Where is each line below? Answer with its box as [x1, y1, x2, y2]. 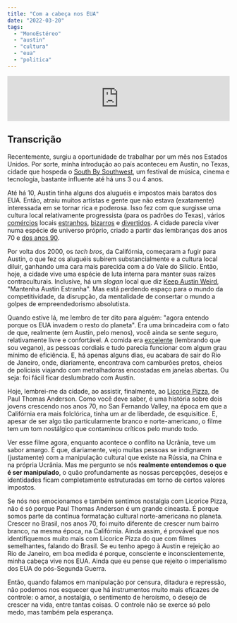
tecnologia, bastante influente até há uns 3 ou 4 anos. [7, 174, 164, 183]
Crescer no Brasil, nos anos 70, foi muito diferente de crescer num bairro [7, 519, 219, 528]
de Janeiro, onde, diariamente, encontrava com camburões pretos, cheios [7, 358, 223, 367]
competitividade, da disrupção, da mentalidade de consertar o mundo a [7, 292, 216, 301]
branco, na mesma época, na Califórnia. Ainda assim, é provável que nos [7, 526, 219, 535]
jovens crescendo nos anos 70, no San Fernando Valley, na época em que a [7, 401, 228, 410]
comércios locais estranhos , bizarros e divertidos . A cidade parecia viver [7, 218, 219, 226]
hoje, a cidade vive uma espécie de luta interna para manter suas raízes [7, 270, 217, 278]
